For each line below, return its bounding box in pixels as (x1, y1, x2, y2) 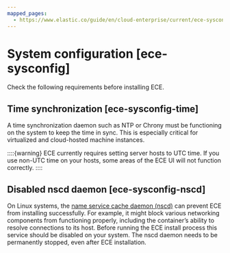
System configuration (7, 46, 133, 62)
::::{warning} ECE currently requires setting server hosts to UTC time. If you (7, 149, 220, 158)
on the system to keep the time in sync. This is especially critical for (7, 128, 199, 137)
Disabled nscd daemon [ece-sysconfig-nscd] (7, 183, 206, 195)
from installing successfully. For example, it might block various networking (7, 209, 220, 217)
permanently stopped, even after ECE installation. (7, 238, 147, 247)
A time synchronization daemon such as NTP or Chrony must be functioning (7, 121, 222, 130)
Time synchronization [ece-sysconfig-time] (7, 103, 199, 115)
